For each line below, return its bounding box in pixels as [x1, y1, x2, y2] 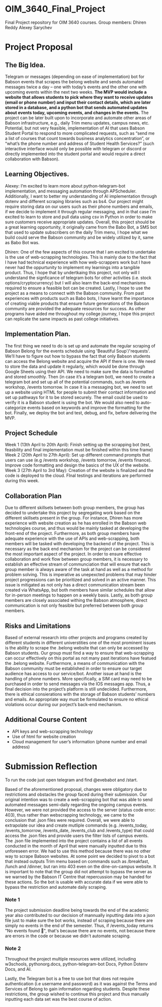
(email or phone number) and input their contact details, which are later [5, 99, 151, 105]
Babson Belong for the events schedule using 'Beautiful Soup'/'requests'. [5, 348, 150, 354]
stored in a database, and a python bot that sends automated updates [5, 104, 148, 110]
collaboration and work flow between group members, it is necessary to [5, 556, 148, 562]
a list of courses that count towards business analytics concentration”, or [5, 135, 150, 141]
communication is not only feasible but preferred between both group [5, 602, 144, 609]
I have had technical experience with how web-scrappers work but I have [5, 259, 151, 265]
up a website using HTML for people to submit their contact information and [5, 389, 156, 395]
